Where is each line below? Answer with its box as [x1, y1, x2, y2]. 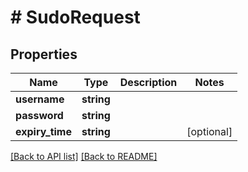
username [15, 92, 65, 106]
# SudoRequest [10, 6, 141, 29]
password [15, 109, 64, 122]
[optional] [186, 125, 233, 138]
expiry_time [15, 125, 72, 138]
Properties [10, 46, 78, 63]
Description [119, 76, 178, 89]
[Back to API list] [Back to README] [10, 151, 158, 162]
